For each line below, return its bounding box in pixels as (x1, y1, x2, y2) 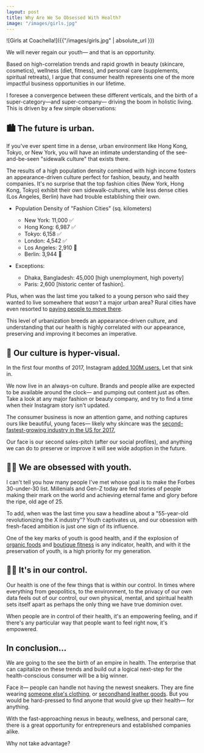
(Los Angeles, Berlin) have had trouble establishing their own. (6, 193, 161, 200)
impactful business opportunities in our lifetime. (6, 80, 126, 87)
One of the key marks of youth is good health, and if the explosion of (6, 534, 179, 542)
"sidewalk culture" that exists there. (40, 155, 130, 163)
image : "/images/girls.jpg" (6, 20, 78, 26)
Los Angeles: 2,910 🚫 (24, 244, 77, 252)
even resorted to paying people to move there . (6, 305, 123, 313)
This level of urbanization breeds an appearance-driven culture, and (6, 317, 178, 325)
